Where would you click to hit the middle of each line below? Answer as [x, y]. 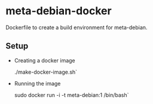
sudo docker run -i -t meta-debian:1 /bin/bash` [71, 95]
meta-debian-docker [59, 11]
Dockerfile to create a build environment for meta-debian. [76, 27]
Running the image [37, 83]
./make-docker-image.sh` [46, 72]
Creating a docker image [45, 60]
